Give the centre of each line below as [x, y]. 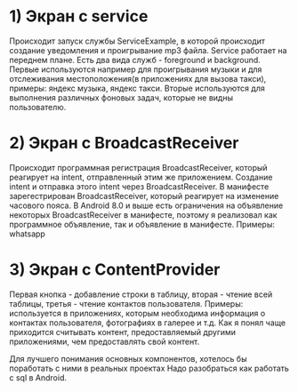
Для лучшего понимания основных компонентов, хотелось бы [128, 358]
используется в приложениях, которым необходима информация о [137, 313]
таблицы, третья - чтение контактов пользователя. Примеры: [126, 303]
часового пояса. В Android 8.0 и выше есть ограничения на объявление [146, 205]
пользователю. [38, 107]
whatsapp [28, 234]
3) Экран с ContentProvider [115, 270]
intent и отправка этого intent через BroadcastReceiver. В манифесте [139, 186]
